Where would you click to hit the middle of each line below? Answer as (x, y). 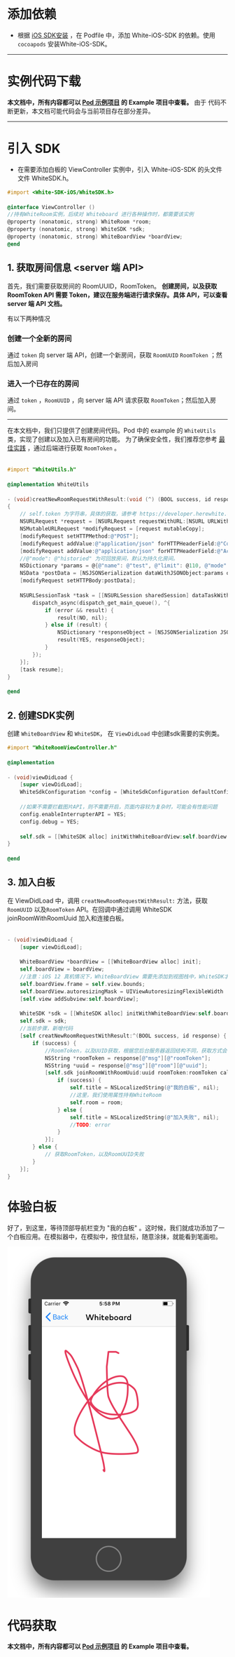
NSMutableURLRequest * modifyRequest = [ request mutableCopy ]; (112, 529)
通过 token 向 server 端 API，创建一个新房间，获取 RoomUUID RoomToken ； (112, 354)
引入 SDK (34, 149)
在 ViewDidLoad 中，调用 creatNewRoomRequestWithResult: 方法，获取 (107, 900)
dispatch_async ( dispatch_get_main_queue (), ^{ (101, 603)
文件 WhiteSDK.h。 (45, 178)
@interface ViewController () (51, 207)
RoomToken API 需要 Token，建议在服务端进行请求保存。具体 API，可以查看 (117, 295)
